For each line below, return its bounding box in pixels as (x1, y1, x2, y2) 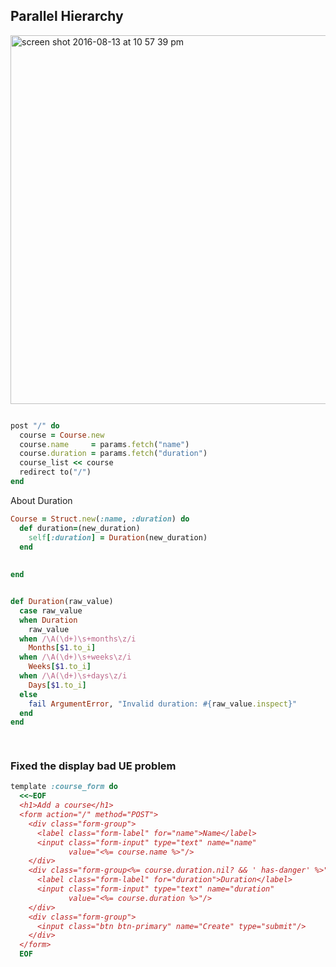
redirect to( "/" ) (19, 467, 92, 478)
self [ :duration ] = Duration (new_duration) (28, 532, 208, 543)
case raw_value (19, 605, 83, 616)
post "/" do (10, 420, 60, 431)
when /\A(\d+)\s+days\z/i (19, 671, 128, 681)
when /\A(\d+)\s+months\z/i (19, 634, 137, 644)
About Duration (10, 494, 73, 506)
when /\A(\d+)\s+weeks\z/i (19, 652, 132, 663)
